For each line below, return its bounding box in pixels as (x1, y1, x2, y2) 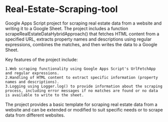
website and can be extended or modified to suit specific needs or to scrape (5, 106, 163, 112)
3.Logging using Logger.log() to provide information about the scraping (5, 84, 163, 89)
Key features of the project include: (5, 56, 78, 62)
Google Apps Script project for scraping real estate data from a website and (5, 20, 162, 26)
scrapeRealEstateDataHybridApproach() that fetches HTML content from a (5, 31, 159, 37)
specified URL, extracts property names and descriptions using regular (5, 36, 152, 42)
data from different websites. (5, 112, 65, 118)
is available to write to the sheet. (5, 92, 84, 97)
